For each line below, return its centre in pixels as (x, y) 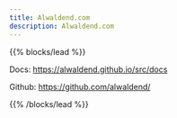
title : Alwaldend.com (50, 18)
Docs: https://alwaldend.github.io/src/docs (88, 69)
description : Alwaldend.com (62, 26)
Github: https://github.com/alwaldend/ (80, 86)
